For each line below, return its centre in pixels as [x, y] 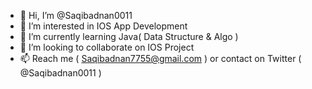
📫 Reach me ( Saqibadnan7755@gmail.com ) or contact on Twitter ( [160, 58]
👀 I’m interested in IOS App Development [103, 26]
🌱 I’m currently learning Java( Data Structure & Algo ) [129, 36]
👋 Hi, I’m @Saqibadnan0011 [76, 15]
